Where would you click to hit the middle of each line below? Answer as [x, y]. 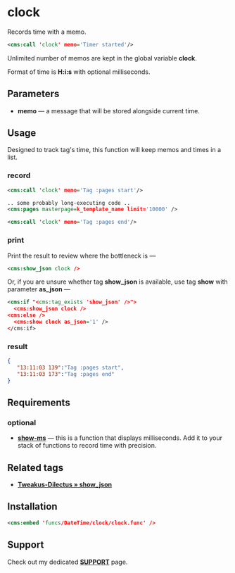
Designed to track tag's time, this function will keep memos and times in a [114, 150]
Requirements [39, 402]
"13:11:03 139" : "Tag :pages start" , [70, 367]
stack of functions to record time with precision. [87, 446]
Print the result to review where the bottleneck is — [82, 256]
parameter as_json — [39, 289]
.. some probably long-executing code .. [69, 203]
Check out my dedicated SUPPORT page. [68, 562]
